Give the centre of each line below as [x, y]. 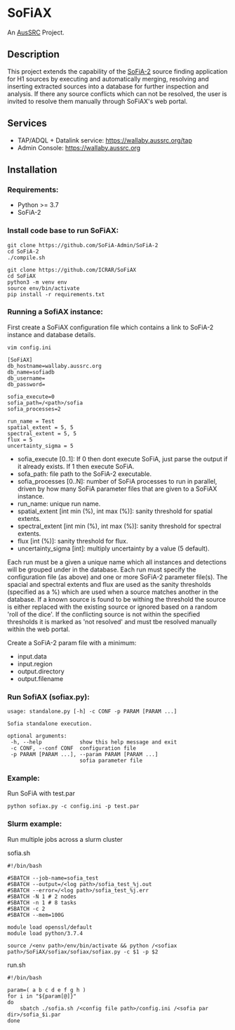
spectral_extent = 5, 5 [42, 433]
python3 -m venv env [38, 282]
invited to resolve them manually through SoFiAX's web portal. [98, 101]
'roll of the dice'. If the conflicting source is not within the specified [104, 614]
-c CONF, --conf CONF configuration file [73, 748]
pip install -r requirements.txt [56, 294]
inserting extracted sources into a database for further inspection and [108, 86]
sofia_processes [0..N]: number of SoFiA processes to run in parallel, [117, 481]
